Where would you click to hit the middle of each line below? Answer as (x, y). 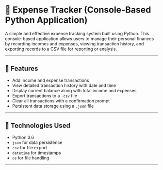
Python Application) (46, 20)
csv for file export (30, 147)
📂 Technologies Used (38, 126)
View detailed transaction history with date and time (64, 85)
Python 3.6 (23, 137)
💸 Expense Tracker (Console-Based (78, 10)
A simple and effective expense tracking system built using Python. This (77, 33)
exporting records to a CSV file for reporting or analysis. (61, 49)
